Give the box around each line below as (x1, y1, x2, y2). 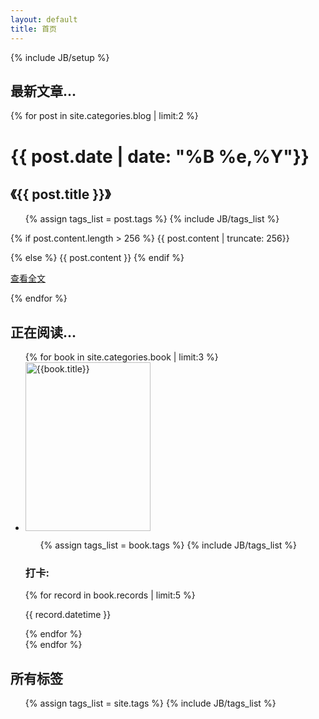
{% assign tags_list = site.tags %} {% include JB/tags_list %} (24, 697, 277, 710)
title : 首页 (10, 24, 57, 34)
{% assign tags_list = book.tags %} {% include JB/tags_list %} (39, 539, 298, 551)
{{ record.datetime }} (24, 609, 112, 621)
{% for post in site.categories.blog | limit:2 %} (10, 110, 199, 122)
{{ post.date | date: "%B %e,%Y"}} (10, 145, 310, 168)
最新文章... (10, 82, 77, 100)
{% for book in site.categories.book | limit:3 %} (24, 351, 219, 363)
